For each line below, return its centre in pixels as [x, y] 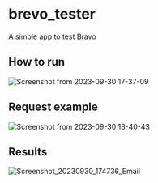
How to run [37, 62]
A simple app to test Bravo [53, 36]
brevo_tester [52, 14]
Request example [53, 107]
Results [28, 152]
